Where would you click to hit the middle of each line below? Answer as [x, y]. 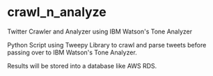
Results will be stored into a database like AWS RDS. [82, 66]
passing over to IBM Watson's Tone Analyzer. [72, 52]
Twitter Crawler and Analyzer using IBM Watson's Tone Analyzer [100, 31]
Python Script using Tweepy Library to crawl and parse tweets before [107, 45]
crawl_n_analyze [57, 12]
